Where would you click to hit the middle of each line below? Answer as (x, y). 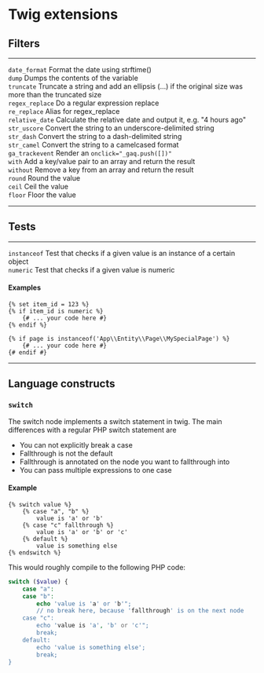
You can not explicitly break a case (76, 444)
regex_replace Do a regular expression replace (84, 103)
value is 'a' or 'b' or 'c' (82, 532)
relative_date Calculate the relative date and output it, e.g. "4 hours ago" (127, 120)
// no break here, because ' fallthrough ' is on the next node (140, 611)
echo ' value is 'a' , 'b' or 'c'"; (93, 626)
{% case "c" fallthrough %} (68, 525)
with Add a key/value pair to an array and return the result (102, 161)
